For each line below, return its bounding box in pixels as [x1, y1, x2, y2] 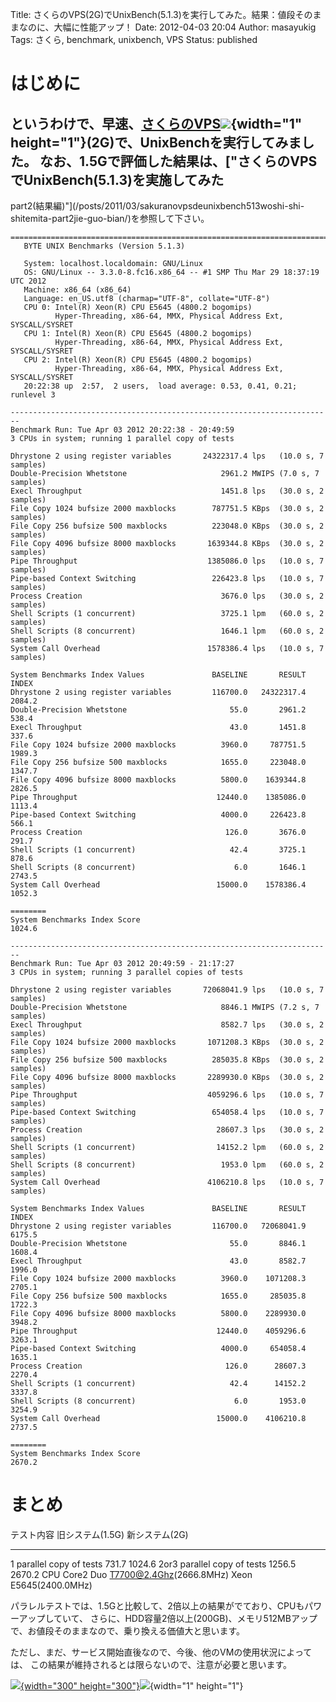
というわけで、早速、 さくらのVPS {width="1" [10, 115, 303, 132]
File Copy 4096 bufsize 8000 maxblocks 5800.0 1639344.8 [10, 775, 307, 785]
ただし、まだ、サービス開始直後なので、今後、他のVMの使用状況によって [10, 1646, 313, 1658]
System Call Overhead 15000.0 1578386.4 [10, 880, 307, 890]
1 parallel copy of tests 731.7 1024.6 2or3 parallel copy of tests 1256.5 [10, 1558, 297, 1570]
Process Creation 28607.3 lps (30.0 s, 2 [10, 1125, 325, 1135]
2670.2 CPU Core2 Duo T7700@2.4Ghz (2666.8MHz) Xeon [10, 1568, 253, 1580]
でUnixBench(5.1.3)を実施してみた [10, 171, 225, 188]
